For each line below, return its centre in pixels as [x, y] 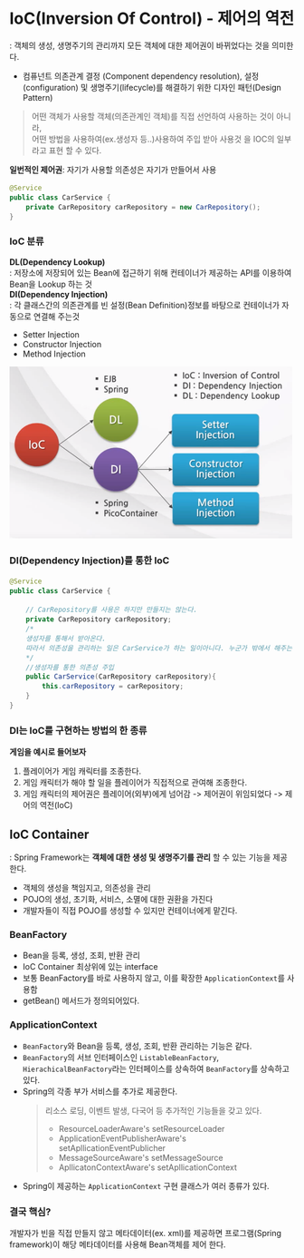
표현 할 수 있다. [75, 150]
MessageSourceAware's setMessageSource [141, 1157]
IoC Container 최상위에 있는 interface [90, 967]
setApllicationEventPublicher [112, 1147]
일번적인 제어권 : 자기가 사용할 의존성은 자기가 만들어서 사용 [113, 170]
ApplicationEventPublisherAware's [123, 1138]
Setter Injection [51, 334]
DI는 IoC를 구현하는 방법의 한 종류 [78, 730]
